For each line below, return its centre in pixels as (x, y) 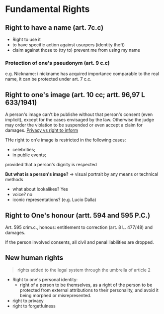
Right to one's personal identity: (45, 279)
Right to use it (27, 39)
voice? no (22, 195)
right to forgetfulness (34, 306)
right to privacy (28, 301)
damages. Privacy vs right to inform (42, 130)
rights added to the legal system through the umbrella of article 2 (84, 270)
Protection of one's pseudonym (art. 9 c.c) (58, 63)
